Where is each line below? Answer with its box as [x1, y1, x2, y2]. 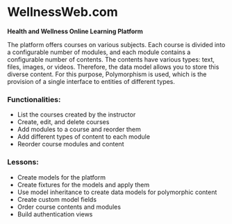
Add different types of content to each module [17, 132, 151, 141]
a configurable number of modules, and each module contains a [7, 48, 191, 56]
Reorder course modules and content [17, 140, 124, 148]
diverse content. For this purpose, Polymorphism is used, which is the [7, 70, 207, 78]
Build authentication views [17, 209, 93, 218]
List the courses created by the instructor [17, 110, 136, 119]
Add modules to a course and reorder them [17, 126, 141, 134]
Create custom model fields [17, 195, 97, 203]
